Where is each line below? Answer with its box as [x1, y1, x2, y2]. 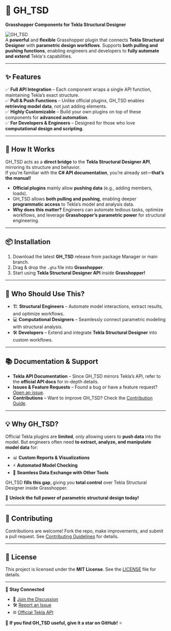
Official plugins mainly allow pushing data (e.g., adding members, [12, 185, 153, 191]
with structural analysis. [12, 324, 63, 330]
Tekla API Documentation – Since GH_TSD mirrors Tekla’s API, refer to [12, 373, 161, 379]
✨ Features [5, 72, 41, 81]
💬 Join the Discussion [12, 596, 59, 602]
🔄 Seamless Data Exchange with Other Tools [12, 469, 109, 475]
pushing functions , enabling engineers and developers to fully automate [5, 47, 159, 54]
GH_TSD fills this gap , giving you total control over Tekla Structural [5, 479, 147, 486]
